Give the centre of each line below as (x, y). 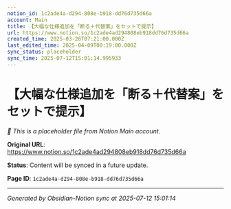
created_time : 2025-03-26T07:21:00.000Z (66, 39)
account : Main (27, 20)
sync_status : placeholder (44, 52)
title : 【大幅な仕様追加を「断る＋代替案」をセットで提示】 (82, 26)
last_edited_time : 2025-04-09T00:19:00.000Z (72, 45)
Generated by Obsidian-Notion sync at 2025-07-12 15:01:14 (92, 198)
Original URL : (26, 144)
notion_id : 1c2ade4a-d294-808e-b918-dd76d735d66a (80, 13)
